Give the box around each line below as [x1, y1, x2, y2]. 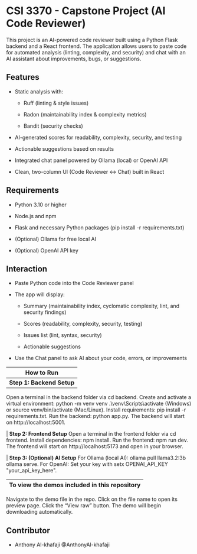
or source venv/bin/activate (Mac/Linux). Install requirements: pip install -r [6, 406, 186, 413]
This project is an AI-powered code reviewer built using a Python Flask [6, 36, 178, 43]
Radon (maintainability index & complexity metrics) [23, 111, 147, 118]
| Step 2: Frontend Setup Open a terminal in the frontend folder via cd [6, 430, 176, 438]
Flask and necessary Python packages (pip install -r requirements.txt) [14, 223, 185, 231]
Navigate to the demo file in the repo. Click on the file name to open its [6, 495, 178, 503]
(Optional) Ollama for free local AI [14, 235, 96, 242]
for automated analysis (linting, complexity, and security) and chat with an [6, 48, 186, 56]
